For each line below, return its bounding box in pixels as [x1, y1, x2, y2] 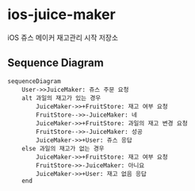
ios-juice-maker [7, 6, 116, 24]
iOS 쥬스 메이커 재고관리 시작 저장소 [7, 32, 119, 42]
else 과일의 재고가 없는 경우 [21, 144, 105, 152]
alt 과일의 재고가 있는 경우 [21, 94, 101, 102]
